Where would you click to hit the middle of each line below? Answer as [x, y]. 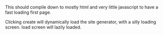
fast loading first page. [28, 12]
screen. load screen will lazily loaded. [43, 27]
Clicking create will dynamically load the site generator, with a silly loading [81, 22]
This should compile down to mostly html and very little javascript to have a [82, 7]
